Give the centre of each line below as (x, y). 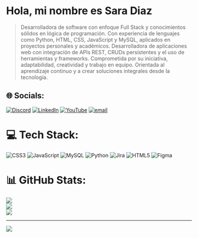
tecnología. (34, 77)
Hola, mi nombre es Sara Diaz (79, 11)
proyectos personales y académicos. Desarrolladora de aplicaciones (104, 46)
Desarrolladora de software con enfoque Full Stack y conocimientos (103, 27)
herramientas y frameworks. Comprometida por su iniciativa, (94, 58)
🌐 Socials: (25, 96)
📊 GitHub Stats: (46, 180)
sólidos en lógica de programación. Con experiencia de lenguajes (100, 33)
